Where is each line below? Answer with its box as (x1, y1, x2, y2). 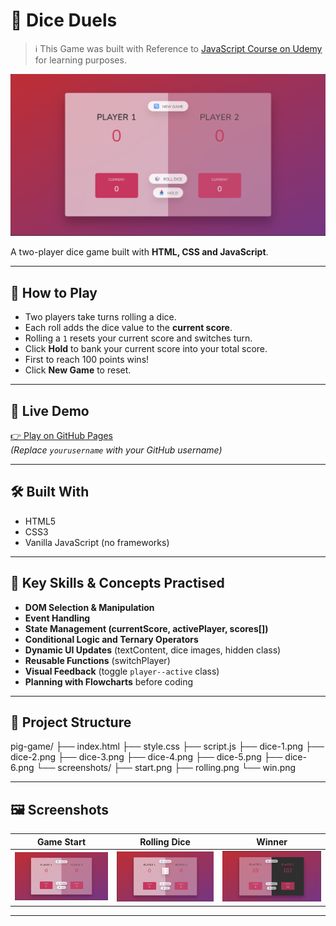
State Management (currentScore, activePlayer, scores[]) (24, 622, 269, 634)
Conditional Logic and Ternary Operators (24, 633, 199, 645)
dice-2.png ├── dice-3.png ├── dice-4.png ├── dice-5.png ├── (10, 751, 283, 763)
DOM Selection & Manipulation (24, 601, 155, 613)
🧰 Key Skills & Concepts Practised (10, 575, 225, 592)
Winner (256, 835, 288, 848)
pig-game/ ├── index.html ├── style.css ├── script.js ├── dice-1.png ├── (10, 740, 325, 753)
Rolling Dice (139, 835, 191, 848)
